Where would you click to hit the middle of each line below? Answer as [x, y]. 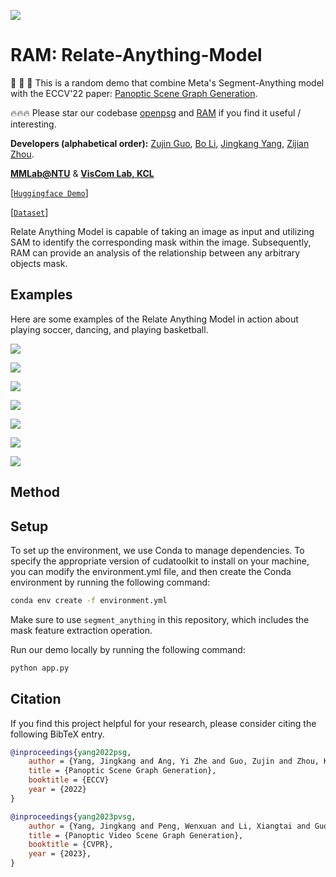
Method [35, 492]
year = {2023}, [60, 854]
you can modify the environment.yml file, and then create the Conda [151, 571]
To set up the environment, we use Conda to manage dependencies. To [157, 550]
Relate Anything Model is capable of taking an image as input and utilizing [162, 231]
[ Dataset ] [29, 212]
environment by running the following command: [110, 582]
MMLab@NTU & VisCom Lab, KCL [82, 173]
